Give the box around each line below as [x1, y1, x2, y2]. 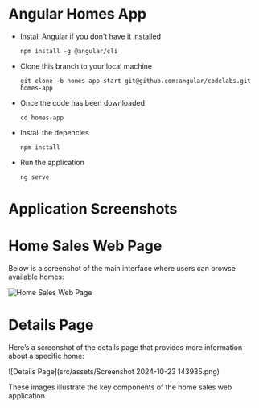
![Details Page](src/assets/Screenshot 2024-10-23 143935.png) [8, 367, 220, 376]
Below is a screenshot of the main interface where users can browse [8, 264, 236, 273]
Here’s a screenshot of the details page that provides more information [8, 343, 243, 352]
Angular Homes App [8, 5, 147, 23]
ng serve [19, 173, 50, 181]
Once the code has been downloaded [19, 98, 145, 107]
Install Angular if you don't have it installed [19, 31, 161, 41]
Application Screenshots [8, 200, 178, 219]
